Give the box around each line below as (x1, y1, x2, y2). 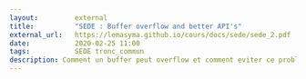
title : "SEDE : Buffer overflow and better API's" (9, 22, 243, 31)
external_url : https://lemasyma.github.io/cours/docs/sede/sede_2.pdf (9, 30, 291, 39)
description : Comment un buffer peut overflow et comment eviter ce (9, 55, 275, 64)
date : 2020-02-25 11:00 (9, 38, 141, 48)
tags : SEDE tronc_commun (9, 47, 145, 56)
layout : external (9, 13, 107, 23)
